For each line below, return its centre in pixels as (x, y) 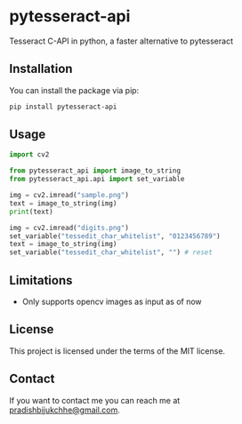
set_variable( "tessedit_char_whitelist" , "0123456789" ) (115, 236)
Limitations (41, 280)
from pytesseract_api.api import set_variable (97, 180)
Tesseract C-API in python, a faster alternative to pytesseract (121, 41)
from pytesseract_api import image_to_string (95, 171)
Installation (41, 69)
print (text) (31, 212)
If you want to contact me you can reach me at (95, 400)
